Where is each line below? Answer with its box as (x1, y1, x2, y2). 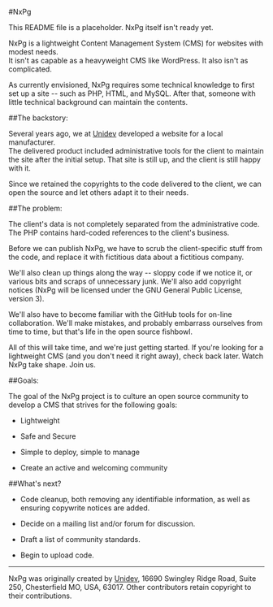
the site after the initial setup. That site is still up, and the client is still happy (8, 154, 262, 164)
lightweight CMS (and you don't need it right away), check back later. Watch (8, 351, 264, 361)
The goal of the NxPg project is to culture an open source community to (8, 392, 249, 401)
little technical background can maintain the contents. (8, 98, 188, 106)
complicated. (8, 64, 53, 74)
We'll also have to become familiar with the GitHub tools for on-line (8, 310, 233, 319)
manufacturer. (8, 137, 55, 147)
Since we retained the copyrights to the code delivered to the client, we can (8, 179, 262, 189)
